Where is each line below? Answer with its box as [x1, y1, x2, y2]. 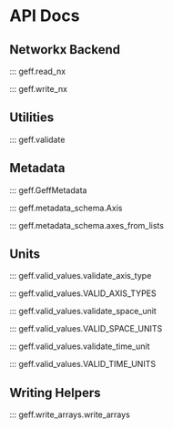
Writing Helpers [9, 384, 102, 401]
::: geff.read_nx [9, 66, 66, 77]
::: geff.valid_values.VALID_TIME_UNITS [9, 359, 157, 370]
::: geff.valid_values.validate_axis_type [9, 271, 152, 281]
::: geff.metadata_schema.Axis [9, 202, 123, 213]
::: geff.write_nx [9, 84, 68, 94]
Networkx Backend [9, 42, 121, 57]
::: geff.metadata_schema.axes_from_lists [9, 220, 164, 230]
